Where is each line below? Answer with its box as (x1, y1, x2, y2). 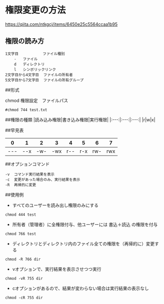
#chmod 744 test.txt (5, 107, 48, 112)
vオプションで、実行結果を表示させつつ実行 (12, 266, 102, 272)
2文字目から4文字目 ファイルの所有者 (5, 72, 73, 77)
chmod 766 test (5, 231, 37, 236)
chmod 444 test (5, 212, 37, 217)
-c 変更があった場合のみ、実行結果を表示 (5, 177, 81, 182)
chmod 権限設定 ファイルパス (5, 97, 68, 103)
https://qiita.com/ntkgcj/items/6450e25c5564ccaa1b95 (5, 21, 118, 27)
